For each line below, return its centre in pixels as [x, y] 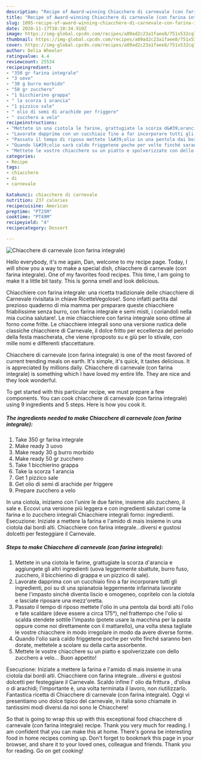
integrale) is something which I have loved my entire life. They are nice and [98, 373]
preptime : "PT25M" [29, 212]
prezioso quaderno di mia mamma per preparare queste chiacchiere [90, 305]
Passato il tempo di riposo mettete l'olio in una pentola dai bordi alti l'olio [104, 606]
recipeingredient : [29, 67]
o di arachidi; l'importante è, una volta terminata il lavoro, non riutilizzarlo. [97, 688]
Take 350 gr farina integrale [49, 439]
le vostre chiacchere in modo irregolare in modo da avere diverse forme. [104, 632]
